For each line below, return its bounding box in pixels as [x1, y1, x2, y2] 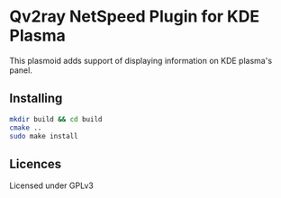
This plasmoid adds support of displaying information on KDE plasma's [9, 55, 273, 66]
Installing [9, 91, 63, 106]
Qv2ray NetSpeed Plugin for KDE [9, 6, 259, 27]
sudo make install [9, 131, 78, 140]
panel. [9, 65, 33, 76]
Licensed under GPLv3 [9, 180, 95, 191]
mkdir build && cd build [9, 114, 103, 123]
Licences [9, 156, 62, 172]
